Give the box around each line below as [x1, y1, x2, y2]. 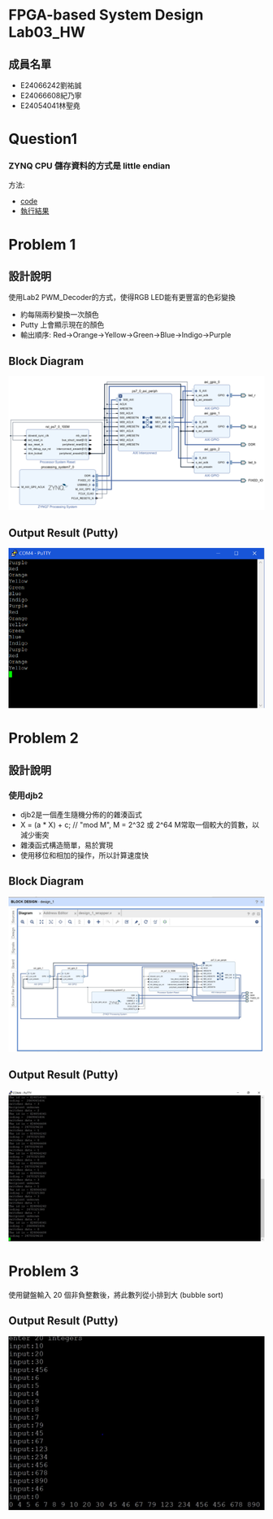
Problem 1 [8, 235, 76, 254]
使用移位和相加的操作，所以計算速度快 [19, 851, 149, 860]
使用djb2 [8, 790, 44, 801]
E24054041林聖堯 [19, 101, 81, 111]
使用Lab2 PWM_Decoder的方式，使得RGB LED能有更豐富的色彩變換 [8, 293, 236, 302]
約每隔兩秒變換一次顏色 [19, 310, 99, 320]
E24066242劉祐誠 [19, 81, 82, 90]
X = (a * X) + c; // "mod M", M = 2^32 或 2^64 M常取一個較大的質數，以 [19, 820, 260, 830]
